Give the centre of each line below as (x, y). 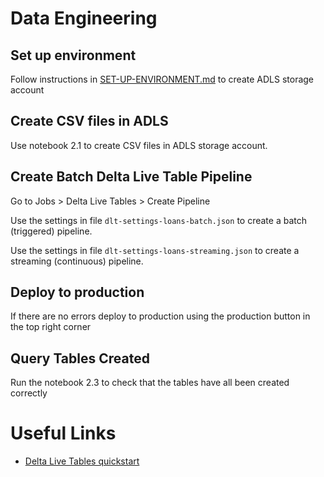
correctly (29, 393)
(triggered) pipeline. (51, 231)
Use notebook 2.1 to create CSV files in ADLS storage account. (139, 145)
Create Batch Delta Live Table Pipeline (131, 177)
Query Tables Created (80, 358)
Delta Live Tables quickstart (82, 461)
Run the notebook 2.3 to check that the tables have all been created (150, 383)
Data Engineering (84, 18)
